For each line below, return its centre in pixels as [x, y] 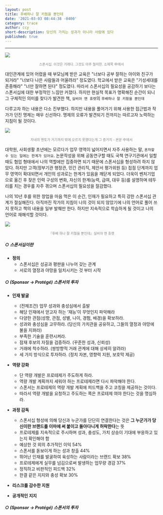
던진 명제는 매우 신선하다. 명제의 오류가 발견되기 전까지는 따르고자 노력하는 [84, 114]
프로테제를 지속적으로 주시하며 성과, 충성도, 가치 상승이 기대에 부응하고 [86, 432]
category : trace [21, 23]
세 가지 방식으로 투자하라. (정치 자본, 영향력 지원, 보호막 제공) [77, 354]
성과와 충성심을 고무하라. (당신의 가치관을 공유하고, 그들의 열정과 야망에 [87, 324]
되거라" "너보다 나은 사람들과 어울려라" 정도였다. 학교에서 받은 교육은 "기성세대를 [81, 80]
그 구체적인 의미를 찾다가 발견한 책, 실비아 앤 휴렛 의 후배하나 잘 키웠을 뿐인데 [75, 98]
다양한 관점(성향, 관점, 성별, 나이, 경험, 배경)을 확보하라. [72, 318]
